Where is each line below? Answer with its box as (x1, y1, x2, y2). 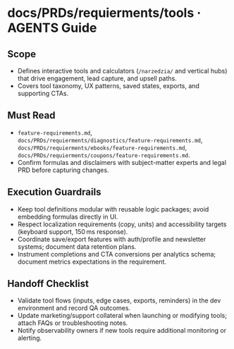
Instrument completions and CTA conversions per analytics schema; (17, 250, 216, 258)
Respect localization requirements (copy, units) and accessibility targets (17, 220, 227, 228)
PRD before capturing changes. (17, 166, 109, 174)
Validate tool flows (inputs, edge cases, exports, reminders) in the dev (17, 296, 221, 305)
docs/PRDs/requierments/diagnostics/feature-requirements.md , (17, 135, 203, 144)
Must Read (7, 109, 56, 121)
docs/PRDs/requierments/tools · (7, 5, 202, 21)
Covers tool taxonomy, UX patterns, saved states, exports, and (17, 82, 199, 90)
